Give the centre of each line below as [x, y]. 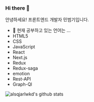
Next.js [20, 58]
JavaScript [24, 47]
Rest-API [22, 79]
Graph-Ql [22, 84]
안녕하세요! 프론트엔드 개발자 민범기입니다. [47, 20]
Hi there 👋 [18, 8]
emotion [21, 74]
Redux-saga [25, 68]
